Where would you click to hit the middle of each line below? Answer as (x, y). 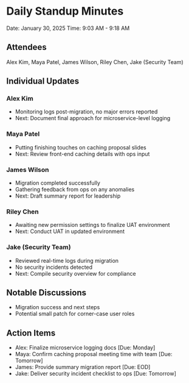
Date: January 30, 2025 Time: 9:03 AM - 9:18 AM (68, 28)
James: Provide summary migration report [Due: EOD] (83, 367)
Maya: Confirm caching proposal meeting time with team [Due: (94, 354)
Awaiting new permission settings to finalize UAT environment (92, 225)
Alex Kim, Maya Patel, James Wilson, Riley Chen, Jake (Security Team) (95, 62)
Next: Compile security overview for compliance (75, 273)
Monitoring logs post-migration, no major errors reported (86, 112)
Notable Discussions (46, 293)
